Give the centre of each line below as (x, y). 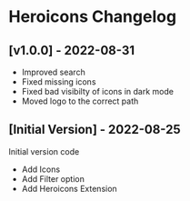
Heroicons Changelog (93, 17)
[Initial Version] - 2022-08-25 (95, 130)
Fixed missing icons (59, 82)
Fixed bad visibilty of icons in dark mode (98, 91)
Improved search (53, 72)
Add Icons (41, 169)
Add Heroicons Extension (69, 188)
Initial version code (44, 151)
